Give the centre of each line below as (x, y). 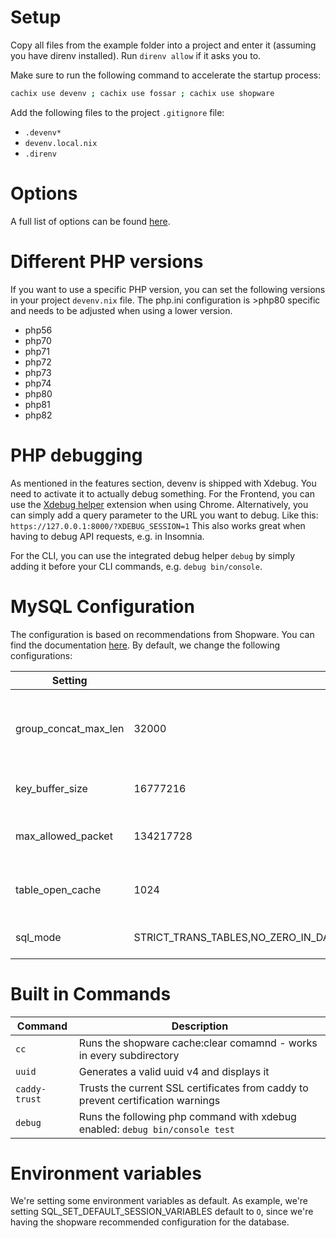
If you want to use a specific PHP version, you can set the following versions (168, 289)
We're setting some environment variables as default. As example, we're (159, 1201)
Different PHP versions (107, 261)
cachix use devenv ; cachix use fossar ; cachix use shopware (142, 93)
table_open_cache (58, 889)
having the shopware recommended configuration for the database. (150, 1222)
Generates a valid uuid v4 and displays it (174, 1071)
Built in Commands (91, 993)
